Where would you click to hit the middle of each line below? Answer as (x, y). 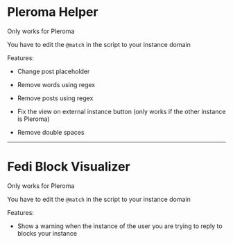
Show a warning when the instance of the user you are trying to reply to (120, 226)
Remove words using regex (56, 84)
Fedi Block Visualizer (69, 167)
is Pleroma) (33, 119)
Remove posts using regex (55, 98)
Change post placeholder (53, 71)
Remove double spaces (51, 132)
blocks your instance (47, 233)
